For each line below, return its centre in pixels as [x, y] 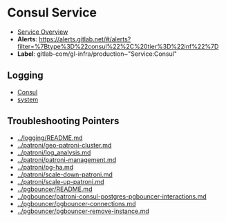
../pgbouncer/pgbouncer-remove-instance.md [83, 211]
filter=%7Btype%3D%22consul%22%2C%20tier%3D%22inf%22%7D [118, 46]
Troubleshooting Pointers [63, 121]
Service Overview [43, 32]
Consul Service [52, 13]
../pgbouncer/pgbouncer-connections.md [76, 203]
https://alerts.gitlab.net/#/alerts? [85, 39]
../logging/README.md [50, 138]
